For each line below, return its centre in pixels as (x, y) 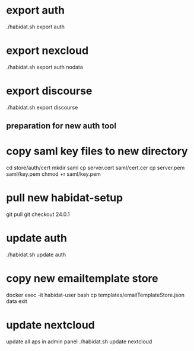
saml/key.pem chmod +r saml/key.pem (53, 174)
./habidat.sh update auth (36, 255)
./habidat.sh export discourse (42, 107)
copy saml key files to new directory (97, 151)
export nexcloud (47, 51)
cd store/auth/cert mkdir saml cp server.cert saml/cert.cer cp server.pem (96, 168)
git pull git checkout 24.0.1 (38, 214)
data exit (17, 301)
